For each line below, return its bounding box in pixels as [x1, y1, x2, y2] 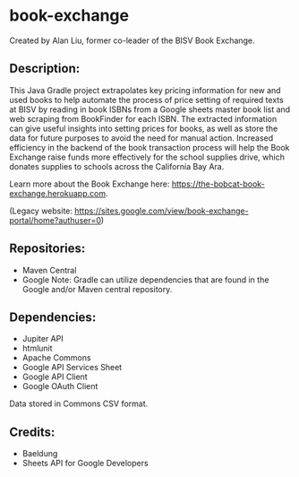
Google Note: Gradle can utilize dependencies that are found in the [21, 274, 269, 285]
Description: [9, 61, 81, 76]
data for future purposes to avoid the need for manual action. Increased [9, 132, 274, 143]
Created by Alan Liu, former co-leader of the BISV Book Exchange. [9, 35, 255, 46]
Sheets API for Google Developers [21, 458, 149, 469]
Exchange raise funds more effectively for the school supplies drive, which [9, 152, 285, 162]
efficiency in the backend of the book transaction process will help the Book [9, 142, 290, 152]
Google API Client [21, 371, 88, 382]
